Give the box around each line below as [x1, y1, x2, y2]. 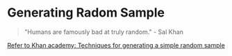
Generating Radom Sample [7, 5, 165, 21]
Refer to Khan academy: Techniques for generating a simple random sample [7, 41, 226, 49]
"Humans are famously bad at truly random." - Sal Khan [24, 28, 184, 36]
